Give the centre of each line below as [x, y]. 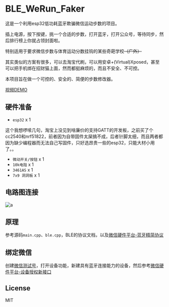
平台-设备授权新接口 [30, 272]
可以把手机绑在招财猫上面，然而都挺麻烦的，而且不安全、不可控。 [73, 68]
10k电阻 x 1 [23, 164]
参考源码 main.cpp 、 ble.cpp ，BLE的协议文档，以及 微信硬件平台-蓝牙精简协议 [84, 235]
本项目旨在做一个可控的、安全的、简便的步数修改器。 [60, 79]
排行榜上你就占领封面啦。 [36, 40]
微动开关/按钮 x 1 [28, 159]
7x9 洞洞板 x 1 [26, 175]
